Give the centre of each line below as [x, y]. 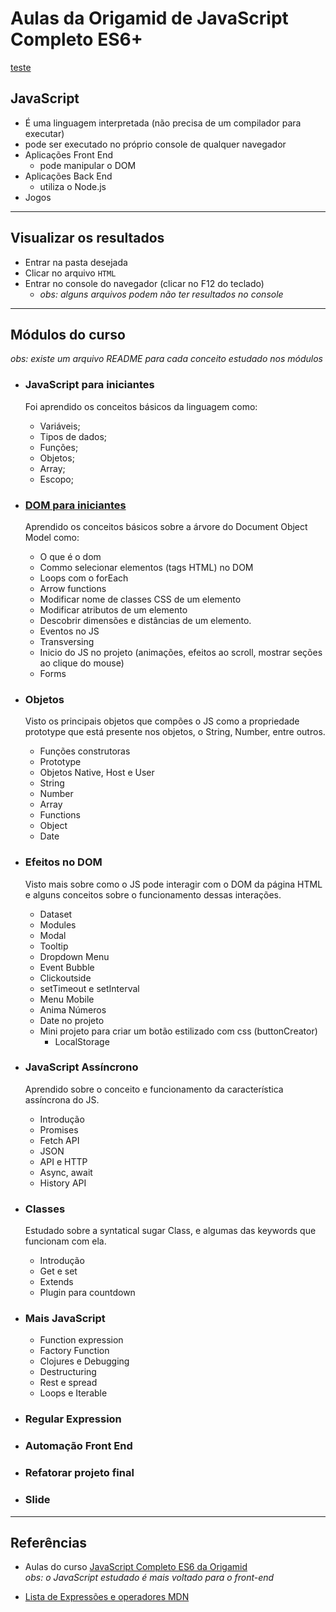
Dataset [56, 914]
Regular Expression [73, 1419]
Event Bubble [67, 967]
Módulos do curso [68, 334]
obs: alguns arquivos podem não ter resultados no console [161, 294]
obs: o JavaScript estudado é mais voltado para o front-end [149, 1578]
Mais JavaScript [65, 1319]
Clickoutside [65, 978]
